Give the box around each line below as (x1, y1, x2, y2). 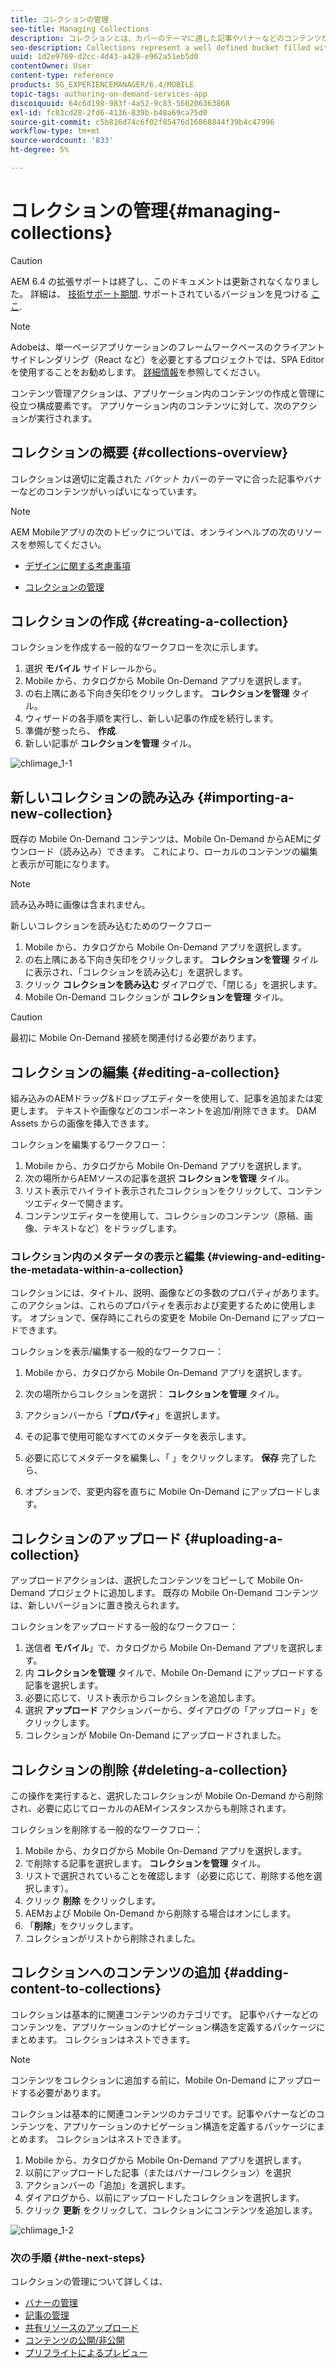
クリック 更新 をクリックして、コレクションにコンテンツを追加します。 (24, 2204, 318, 2216)
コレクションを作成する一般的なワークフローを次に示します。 (10, 641, 264, 653)
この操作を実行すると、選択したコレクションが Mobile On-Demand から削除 (10, 1789, 324, 1801)
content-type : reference (10, 71, 114, 81)
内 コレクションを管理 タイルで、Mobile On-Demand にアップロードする (24, 1667, 324, 1679)
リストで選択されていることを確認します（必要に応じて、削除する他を (24, 1869, 314, 1881)
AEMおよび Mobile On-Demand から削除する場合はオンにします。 (24, 1907, 297, 1919)
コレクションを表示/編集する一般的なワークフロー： (10, 1346, 225, 1358)
